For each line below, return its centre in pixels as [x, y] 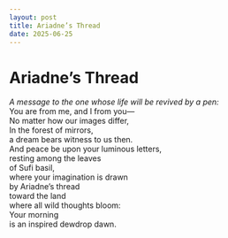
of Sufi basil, [32, 168]
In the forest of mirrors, [51, 130]
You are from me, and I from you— [72, 111]
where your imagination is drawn [68, 177]
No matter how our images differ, [69, 121]
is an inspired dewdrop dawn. [63, 224]
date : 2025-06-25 [41, 34]
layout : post [33, 17]
